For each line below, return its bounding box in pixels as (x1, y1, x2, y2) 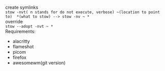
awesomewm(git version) (12, 60, 66, 65)
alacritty (12, 38, 30, 44)
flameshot (12, 44, 34, 50)
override (5, 19, 23, 24)
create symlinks (5, 5, 39, 10)
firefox (12, 54, 27, 60)
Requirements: (5, 28, 36, 34)
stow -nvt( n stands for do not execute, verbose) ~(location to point (5, 10, 160, 15)
